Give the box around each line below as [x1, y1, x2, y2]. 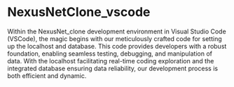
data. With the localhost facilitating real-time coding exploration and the [7, 56, 214, 65]
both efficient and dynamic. [7, 71, 87, 80]
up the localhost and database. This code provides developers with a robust [7, 42, 227, 50]
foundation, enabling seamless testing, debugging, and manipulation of [7, 49, 212, 58]
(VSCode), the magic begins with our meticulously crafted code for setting [7, 34, 222, 42]
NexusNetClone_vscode [7, 4, 151, 20]
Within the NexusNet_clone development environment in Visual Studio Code [7, 27, 226, 35]
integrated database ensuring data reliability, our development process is [7, 64, 219, 72]
